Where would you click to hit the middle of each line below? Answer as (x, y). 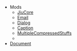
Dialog (24, 23)
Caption (25, 28)
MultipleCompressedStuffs (44, 33)
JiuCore (25, 12)
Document (20, 43)
